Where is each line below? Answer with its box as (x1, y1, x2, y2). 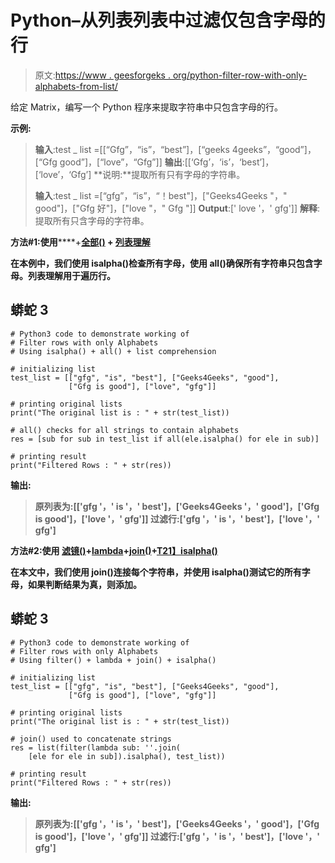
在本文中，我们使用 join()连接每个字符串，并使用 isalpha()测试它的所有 (10, 566, 302, 578)
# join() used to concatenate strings (10, 734, 172, 744)
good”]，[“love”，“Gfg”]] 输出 (59, 156, 183, 168)
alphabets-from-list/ (34, 80, 118, 92)
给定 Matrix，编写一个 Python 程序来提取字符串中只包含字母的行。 (10, 101, 283, 113)
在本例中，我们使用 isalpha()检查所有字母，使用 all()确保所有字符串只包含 (10, 257, 314, 269)
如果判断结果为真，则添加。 (27, 578, 142, 590)
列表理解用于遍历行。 (27, 269, 116, 281)
